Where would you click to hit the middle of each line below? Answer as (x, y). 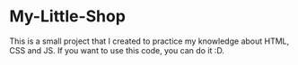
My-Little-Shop (67, 16)
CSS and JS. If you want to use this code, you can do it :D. (117, 50)
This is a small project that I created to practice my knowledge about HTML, (149, 41)
